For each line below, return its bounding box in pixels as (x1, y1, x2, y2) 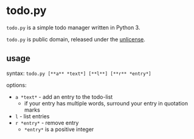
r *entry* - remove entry (15, 119, 79, 126)
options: (6, 81, 27, 88)
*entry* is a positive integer (24, 126, 94, 133)
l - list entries (15, 112, 50, 119)
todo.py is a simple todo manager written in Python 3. (6, 24, 140, 31)
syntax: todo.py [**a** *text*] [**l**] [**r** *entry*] (6, 69, 151, 77)
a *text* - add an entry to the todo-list (15, 93, 113, 101)
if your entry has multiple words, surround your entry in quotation (24, 99, 189, 107)
